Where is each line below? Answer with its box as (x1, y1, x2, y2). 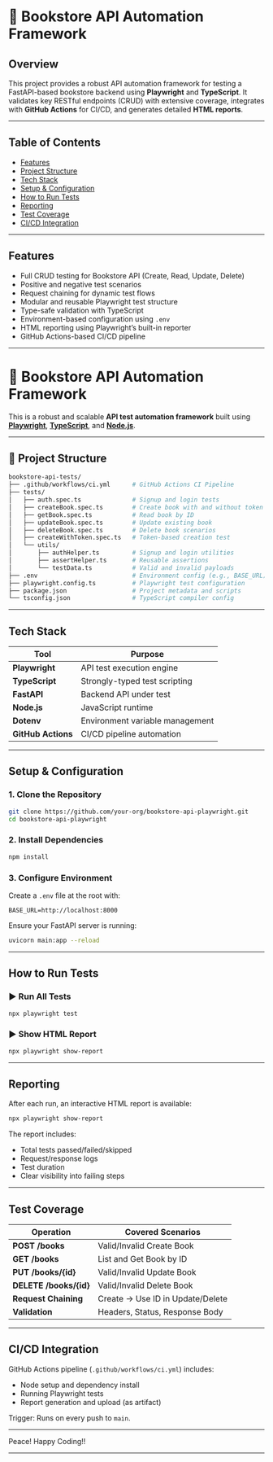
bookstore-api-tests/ (8, 473, 82, 481)
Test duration (19, 1162, 65, 1172)
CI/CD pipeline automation (80, 729, 181, 740)
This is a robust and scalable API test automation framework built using (8, 411, 251, 422)
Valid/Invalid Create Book (97, 1241, 194, 1252)
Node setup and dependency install (19, 1380, 140, 1390)
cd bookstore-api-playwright (8, 815, 107, 823)
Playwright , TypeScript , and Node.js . (8, 420, 136, 430)
